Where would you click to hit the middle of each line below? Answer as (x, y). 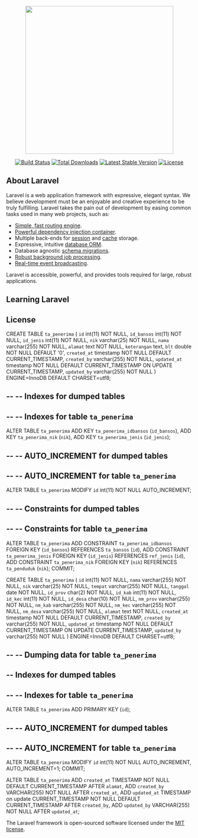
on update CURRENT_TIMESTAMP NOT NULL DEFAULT (73, 799)
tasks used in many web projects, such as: (58, 214)
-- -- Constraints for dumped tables (73, 509)
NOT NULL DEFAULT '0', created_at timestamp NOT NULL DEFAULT (89, 353)
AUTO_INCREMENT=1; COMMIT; (46, 769)
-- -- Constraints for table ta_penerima (77, 529)
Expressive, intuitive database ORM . (59, 244)
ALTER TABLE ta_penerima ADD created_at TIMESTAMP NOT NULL (88, 780)
